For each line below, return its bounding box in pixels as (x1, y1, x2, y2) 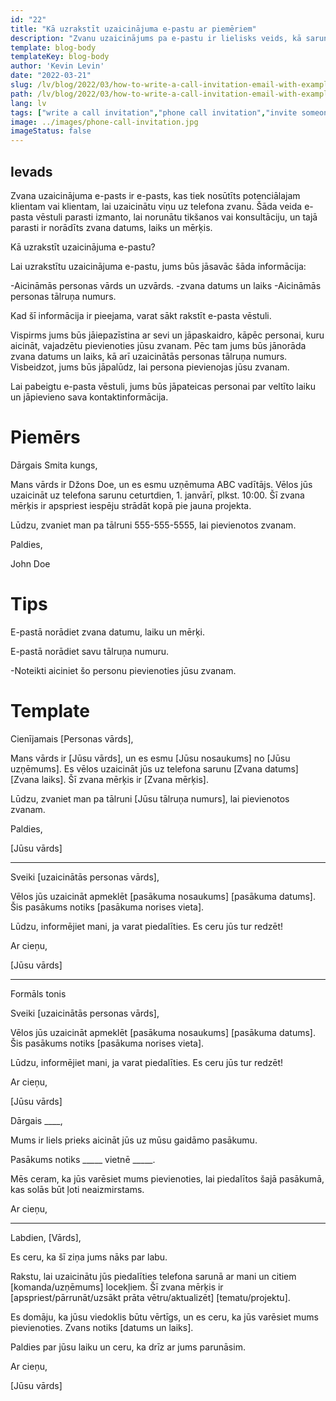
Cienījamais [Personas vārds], (10, 732, 134, 745)
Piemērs (10, 426, 81, 449)
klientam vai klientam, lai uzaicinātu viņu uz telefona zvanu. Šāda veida (10, 200, 303, 212)
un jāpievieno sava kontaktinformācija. (10, 391, 169, 403)
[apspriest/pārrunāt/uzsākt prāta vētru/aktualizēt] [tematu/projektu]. (10, 1291, 291, 1303)
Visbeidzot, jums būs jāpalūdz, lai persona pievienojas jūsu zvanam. (10, 361, 290, 373)
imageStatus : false (10, 126, 92, 136)
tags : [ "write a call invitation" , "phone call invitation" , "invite (10, 107, 298, 118)
